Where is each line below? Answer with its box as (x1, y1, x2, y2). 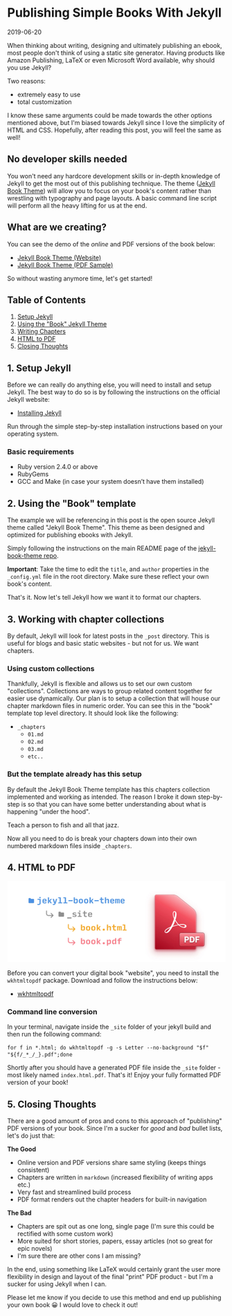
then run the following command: (7, 1030, 102, 1038)
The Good (7, 1145, 37, 1154)
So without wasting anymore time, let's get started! (7, 274, 153, 282)
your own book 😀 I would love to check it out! (7, 1301, 139, 1309)
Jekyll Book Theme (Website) (17, 253, 102, 262)
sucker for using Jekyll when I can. (7, 1280, 107, 1288)
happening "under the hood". (7, 807, 90, 816)
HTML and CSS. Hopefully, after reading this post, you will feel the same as (7, 126, 222, 134)
